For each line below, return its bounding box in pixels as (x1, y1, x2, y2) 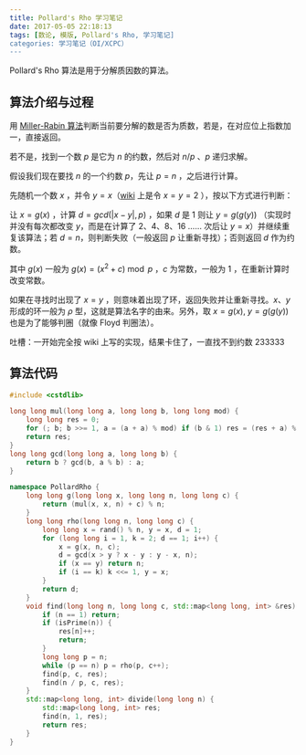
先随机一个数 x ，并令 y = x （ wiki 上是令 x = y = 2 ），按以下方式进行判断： (9, 190, 293, 201)
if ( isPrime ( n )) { (42, 618, 112, 628)
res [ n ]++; (58, 627, 96, 636)
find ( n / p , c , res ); (42, 677, 125, 687)
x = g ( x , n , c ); (58, 542, 121, 551)
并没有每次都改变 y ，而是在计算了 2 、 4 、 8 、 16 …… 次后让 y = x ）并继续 (9, 221, 282, 232)
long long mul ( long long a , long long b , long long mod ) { (9, 407, 239, 416)
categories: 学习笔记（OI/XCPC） (9, 38, 129, 48)
